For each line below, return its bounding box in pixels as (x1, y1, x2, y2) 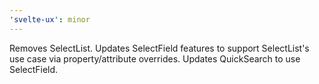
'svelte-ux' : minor (9, 14, 91, 25)
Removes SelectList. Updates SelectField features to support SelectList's (9, 42, 310, 54)
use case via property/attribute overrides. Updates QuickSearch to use (9, 52, 301, 65)
